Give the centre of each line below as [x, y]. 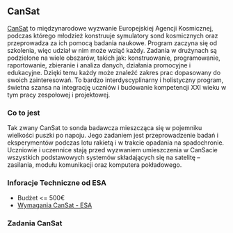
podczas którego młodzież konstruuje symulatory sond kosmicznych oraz [113, 35]
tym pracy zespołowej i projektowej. [59, 95]
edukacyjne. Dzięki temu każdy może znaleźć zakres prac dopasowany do [114, 72]
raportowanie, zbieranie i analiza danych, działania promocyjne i [99, 65]
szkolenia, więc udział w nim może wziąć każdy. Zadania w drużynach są [112, 50]
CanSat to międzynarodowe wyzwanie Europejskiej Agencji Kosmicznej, [110, 28]
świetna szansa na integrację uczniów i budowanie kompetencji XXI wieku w [117, 87]
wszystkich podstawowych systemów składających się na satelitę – [104, 158]
